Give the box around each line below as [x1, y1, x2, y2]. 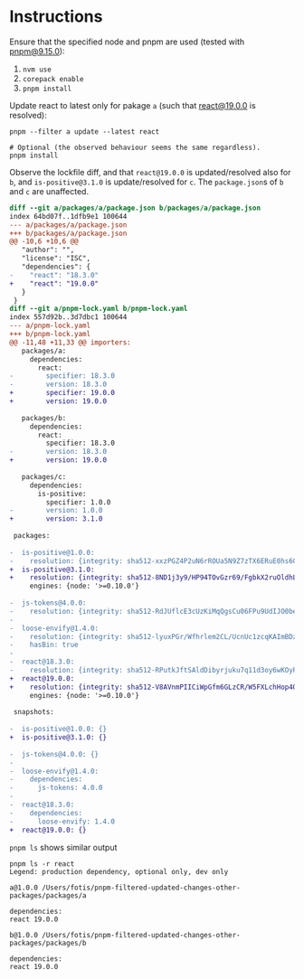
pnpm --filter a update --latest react [9, 127, 160, 136]
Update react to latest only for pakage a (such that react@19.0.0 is [9, 99, 256, 110]
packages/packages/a [9, 890, 88, 900]
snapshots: [13, 708, 54, 717]
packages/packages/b [9, 938, 88, 947]
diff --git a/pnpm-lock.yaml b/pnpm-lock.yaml [9, 305, 188, 314]
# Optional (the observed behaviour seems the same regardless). [9, 143, 261, 152]
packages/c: [21, 472, 67, 481]
